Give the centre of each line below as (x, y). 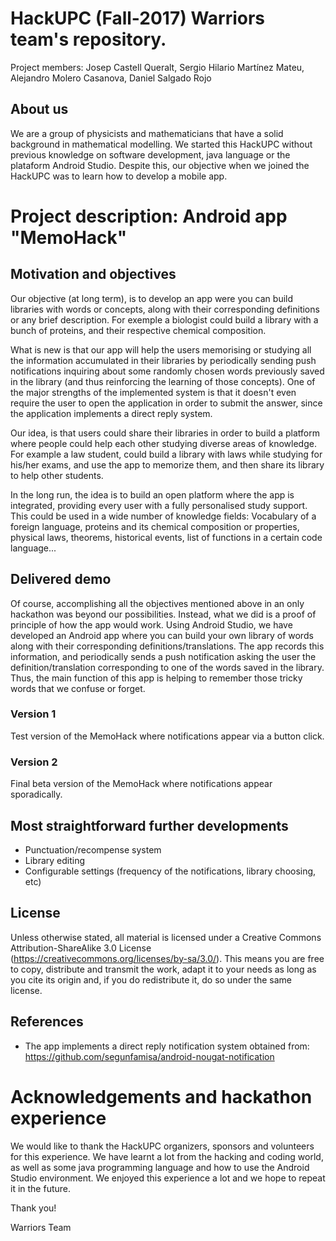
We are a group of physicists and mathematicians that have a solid (147, 133)
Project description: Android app (149, 216)
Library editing (55, 860)
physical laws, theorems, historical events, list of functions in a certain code (166, 537)
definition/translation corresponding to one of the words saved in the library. (167, 667)
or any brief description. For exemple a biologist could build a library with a (164, 319)
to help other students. (57, 475)
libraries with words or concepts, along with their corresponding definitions (165, 309)
